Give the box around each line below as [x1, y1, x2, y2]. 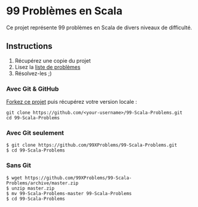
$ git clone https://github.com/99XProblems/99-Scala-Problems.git [6, 142, 178, 149]
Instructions [6, 41, 52, 51]
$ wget [6, 175, 23, 181]
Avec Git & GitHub [6, 85, 59, 93]
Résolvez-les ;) [14, 70, 52, 77]
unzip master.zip [11, 185, 55, 191]
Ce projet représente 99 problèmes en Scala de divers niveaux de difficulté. [6, 24, 193, 31]
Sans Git [6, 161, 32, 169]
